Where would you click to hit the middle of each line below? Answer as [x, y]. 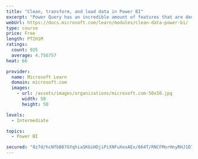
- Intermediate [30, 120]
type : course [22, 28]
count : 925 [25, 50]
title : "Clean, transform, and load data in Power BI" [75, 11]
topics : [16, 131]
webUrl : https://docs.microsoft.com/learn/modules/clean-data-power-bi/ [97, 22]
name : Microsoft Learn [39, 77]
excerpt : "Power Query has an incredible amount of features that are [95, 17]
